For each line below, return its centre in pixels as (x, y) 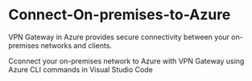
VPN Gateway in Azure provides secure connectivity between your (119, 37)
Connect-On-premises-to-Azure (120, 15)
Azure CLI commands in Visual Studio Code (81, 69)
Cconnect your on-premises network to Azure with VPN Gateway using (126, 61)
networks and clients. (76, 45)
